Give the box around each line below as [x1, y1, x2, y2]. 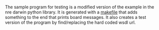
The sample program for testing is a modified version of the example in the [5, 4, 154, 10]
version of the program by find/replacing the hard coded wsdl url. [5, 19, 136, 25]
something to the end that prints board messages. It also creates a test [5, 15, 146, 20]
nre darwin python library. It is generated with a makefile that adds [5, 9, 138, 15]
